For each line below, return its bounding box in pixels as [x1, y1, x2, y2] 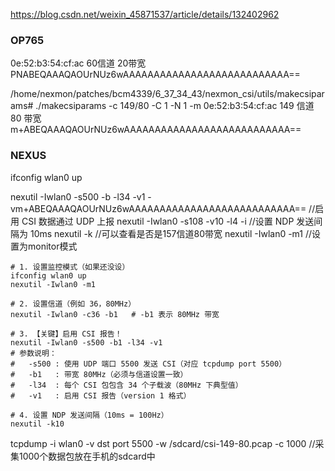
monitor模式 [27, 240, 78, 252]
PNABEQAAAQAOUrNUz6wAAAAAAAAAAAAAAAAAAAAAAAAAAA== [10, 69, 301, 81]
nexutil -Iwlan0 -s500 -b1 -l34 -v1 [10, 337, 163, 348]
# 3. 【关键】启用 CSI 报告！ [10, 329, 123, 339]
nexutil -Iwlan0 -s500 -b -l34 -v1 [10, 190, 146, 203]
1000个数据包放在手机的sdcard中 [18, 450, 156, 462]
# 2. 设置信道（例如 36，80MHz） [10, 299, 137, 309]
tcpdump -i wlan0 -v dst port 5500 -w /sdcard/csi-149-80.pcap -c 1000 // [10, 437, 316, 449]
